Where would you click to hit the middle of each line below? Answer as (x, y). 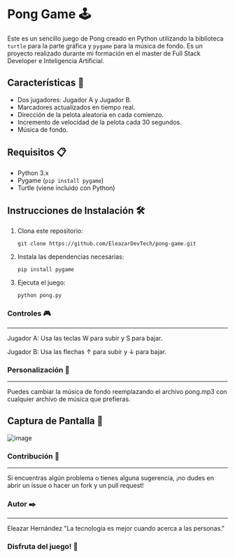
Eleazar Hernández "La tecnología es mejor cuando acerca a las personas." (116, 529)
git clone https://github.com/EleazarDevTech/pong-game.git (107, 244)
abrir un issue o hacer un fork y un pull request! (76, 486)
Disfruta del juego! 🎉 (43, 547)
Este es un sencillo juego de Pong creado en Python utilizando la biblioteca (115, 38)
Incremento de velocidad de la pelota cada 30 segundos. (99, 122)
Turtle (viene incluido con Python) (66, 188)
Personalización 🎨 (38, 369)
